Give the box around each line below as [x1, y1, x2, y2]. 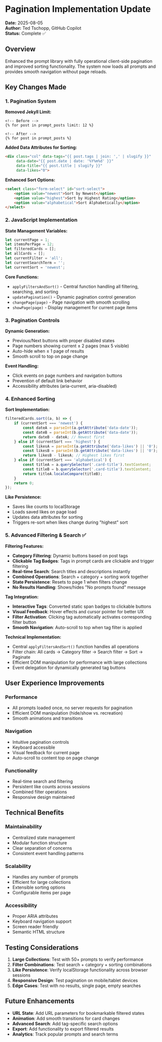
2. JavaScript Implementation [5, 217, 78, 224]
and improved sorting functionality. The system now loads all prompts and [5, 63, 156, 69]
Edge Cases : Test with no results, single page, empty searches [12, 983, 141, 989]
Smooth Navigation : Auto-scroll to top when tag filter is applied [12, 624, 142, 630]
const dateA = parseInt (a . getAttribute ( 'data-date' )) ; [23, 425, 138, 431]
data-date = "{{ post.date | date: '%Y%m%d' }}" [16, 159, 114, 164]
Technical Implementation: [5, 634, 62, 640]
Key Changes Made [5, 83, 67, 91]
